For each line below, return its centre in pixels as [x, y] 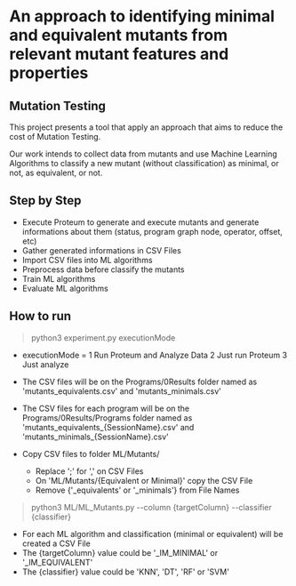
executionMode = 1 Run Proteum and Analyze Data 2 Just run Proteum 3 [154, 355]
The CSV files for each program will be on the [106, 408]
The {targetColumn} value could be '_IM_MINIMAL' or [120, 552]
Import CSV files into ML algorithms [87, 260]
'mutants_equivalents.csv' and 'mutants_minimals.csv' [122, 391]
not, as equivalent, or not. [56, 173]
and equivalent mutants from [119, 35]
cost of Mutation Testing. [55, 136]
